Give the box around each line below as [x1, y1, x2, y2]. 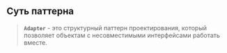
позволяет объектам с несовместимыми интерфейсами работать [23, 31, 221, 39]
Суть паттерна [6, 6, 75, 17]
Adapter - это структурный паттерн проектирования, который [23, 23, 207, 32]
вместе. [23, 38, 48, 47]
